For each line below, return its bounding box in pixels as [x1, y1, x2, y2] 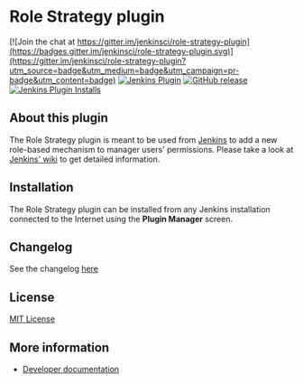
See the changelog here [9, 264, 99, 275]
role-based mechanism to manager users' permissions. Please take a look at [9, 144, 294, 154]
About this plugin [9, 110, 108, 126]
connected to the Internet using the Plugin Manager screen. [9, 213, 233, 224]
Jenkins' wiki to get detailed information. [9, 154, 161, 164]
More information [9, 340, 110, 355]
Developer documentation [22, 364, 120, 374]
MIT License [9, 313, 56, 324]
